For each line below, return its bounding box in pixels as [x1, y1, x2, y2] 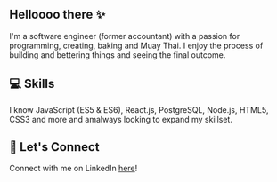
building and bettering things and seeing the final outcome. [9, 49, 226, 60]
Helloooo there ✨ [9, 7, 106, 22]
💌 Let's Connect [9, 139, 100, 154]
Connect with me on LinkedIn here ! [9, 163, 138, 174]
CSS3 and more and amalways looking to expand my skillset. [9, 114, 233, 124]
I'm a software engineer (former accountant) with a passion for [9, 30, 240, 41]
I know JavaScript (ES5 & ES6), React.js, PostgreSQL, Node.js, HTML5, [9, 104, 269, 115]
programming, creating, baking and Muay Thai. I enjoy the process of [9, 40, 264, 51]
